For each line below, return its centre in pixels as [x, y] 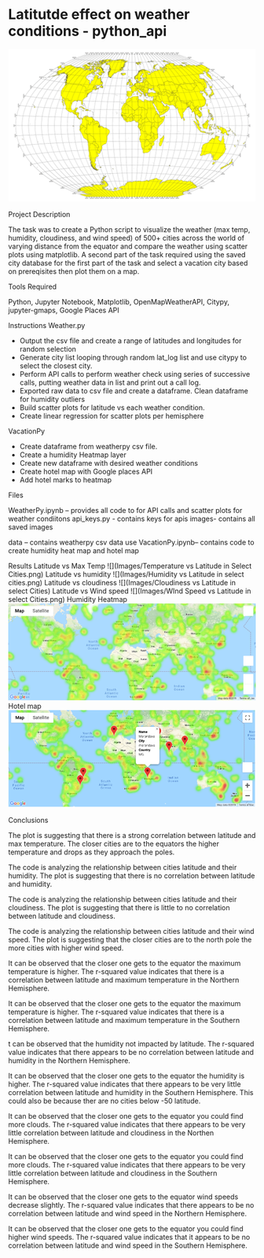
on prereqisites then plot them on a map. [74, 271]
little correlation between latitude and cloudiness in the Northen [111, 1133]
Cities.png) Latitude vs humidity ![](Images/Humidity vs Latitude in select [126, 574]
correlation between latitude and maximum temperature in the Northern [124, 979]
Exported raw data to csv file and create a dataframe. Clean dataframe [134, 391]
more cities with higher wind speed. [66, 948]
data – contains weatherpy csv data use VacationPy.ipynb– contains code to [131, 542]
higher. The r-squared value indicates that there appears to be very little [125, 1084]
